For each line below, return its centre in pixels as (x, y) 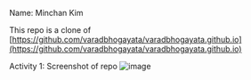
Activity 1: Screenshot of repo (64, 66)
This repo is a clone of (50, 30)
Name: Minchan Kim (46, 13)
